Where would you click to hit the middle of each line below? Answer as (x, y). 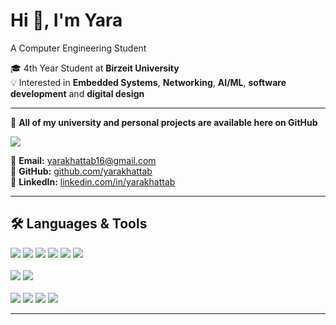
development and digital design (77, 93)
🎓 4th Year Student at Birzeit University (95, 68)
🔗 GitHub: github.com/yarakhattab (81, 171)
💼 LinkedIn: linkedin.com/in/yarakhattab (93, 181)
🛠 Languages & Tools (79, 224)
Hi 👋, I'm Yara (66, 20)
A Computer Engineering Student (78, 48)
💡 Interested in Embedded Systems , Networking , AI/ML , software (148, 82)
